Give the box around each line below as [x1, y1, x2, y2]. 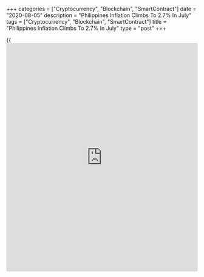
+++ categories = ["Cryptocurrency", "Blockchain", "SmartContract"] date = [6, 5, 197, 12]
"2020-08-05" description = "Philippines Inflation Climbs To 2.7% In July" [6, 12, 192, 19]
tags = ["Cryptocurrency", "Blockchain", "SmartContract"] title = [6, 18, 167, 25]
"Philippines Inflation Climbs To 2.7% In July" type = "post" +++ [6, 24, 166, 32]
